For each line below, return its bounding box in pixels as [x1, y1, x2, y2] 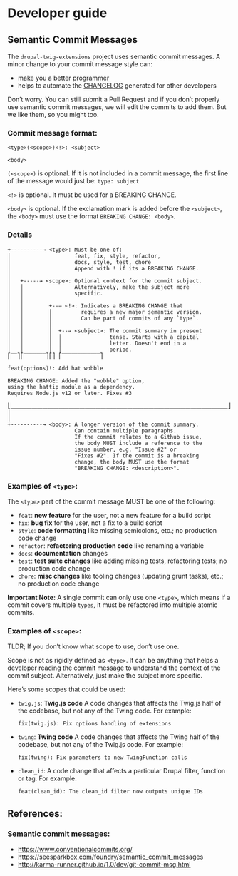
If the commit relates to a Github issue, [74, 433, 202, 440]
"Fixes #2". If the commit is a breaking [74, 452, 200, 459]
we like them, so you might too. [7, 111, 100, 118]
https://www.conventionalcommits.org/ [17, 845, 133, 853]
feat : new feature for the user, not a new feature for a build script [17, 511, 212, 519]
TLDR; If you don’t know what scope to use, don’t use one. [7, 642, 180, 651]
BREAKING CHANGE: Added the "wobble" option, [7, 377, 145, 384]
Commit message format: [7, 128, 98, 138]
